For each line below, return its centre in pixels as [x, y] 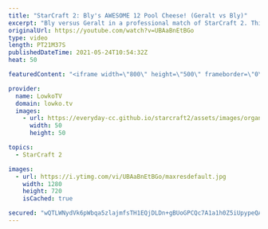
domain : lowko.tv [44, 103]
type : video [28, 38]
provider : [25, 88]
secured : [23, 213]
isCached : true [48, 199]
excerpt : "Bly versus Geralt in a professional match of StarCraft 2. [128, 23]
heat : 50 [23, 60]
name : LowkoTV [39, 96]
